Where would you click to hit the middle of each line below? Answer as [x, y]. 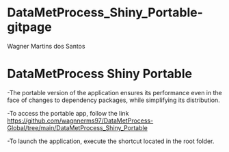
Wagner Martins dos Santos [46, 46]
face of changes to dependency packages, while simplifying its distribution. [113, 100]
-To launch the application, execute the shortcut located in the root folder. [111, 141]
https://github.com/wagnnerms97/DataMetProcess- [80, 121]
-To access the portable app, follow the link [68, 113]
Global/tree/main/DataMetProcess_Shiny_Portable [78, 127]
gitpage [30, 27]
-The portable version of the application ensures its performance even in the [114, 92]
